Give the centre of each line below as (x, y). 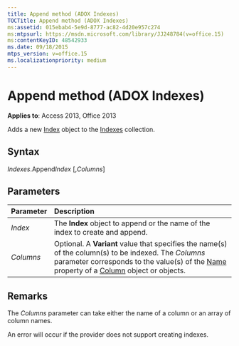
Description (74, 211)
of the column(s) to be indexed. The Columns (129, 253)
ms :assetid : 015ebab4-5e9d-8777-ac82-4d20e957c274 (84, 27)
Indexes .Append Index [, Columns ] (56, 169)
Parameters (34, 191)
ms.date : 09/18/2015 (38, 47)
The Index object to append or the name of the (132, 223)
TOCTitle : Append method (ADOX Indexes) (68, 21)
